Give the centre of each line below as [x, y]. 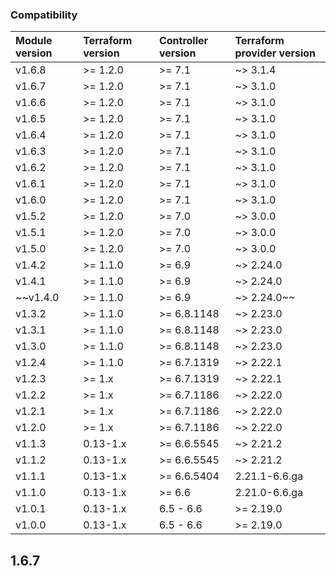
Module [34, 41]
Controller [183, 41]
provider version [275, 53]
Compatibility [44, 15]
